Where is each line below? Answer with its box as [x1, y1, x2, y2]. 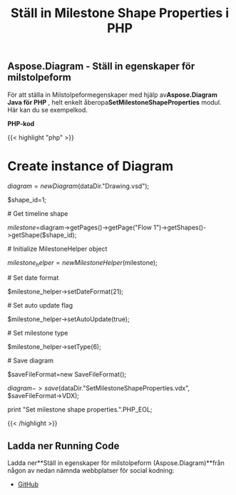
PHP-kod [7, 119, 35, 127]
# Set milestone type [7, 329, 68, 338]
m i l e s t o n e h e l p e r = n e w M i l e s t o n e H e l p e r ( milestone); [7, 258, 158, 269]
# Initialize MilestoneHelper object [7, 244, 108, 253]
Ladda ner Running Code [7, 439, 120, 452]
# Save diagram [7, 356, 53, 365]
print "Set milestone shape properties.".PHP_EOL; [7, 405, 153, 414]
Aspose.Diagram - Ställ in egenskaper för [7, 61, 195, 73]
